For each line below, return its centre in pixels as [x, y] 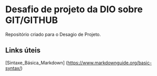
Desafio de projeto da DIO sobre [74, 9]
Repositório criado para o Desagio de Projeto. [53, 34]
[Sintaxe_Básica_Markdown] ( [36, 63]
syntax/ [13, 68]
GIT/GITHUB [32, 20]
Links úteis [23, 50]
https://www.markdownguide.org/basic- [110, 63]
